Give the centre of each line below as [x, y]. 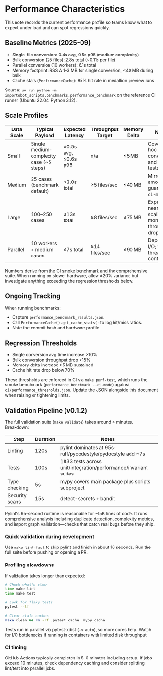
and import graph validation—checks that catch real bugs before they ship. [80, 524]
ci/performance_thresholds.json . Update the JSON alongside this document [81, 390]
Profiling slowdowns [30, 565]
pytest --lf [17, 607]
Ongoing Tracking [33, 296]
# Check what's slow [26, 585]
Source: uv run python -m [31, 90]
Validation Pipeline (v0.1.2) [46, 411]
